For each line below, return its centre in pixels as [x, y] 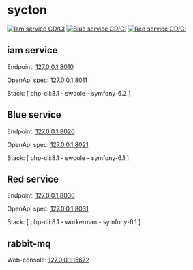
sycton [27, 10]
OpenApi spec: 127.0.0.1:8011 [47, 80]
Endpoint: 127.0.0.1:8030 [41, 195]
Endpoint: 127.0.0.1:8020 [41, 131]
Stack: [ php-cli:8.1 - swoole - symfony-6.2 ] [69, 93]
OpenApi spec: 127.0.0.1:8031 [48, 209]
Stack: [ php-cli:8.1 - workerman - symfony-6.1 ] [74, 222]
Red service [33, 179]
